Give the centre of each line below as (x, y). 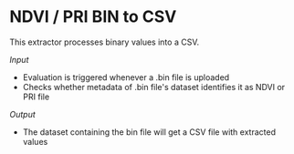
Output (23, 114)
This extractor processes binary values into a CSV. (104, 42)
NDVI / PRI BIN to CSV (93, 17)
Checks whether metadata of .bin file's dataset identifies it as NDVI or (154, 87)
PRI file (36, 97)
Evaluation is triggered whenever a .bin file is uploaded (126, 77)
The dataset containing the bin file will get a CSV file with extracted (149, 132)
